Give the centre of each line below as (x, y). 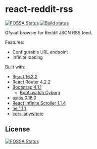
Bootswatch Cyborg (40, 92)
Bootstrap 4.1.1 (27, 87)
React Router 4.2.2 (31, 82)
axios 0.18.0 (24, 98)
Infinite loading (27, 57)
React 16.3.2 (25, 76)
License (18, 129)
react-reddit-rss (39, 9)
